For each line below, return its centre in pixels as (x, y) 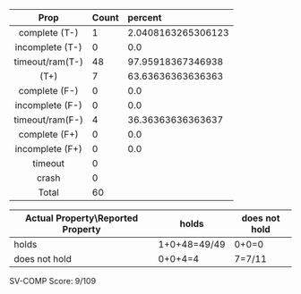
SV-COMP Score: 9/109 (53, 281)
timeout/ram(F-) (48, 120)
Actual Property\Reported (82, 218)
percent (145, 17)
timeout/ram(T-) (48, 62)
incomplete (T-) (48, 47)
